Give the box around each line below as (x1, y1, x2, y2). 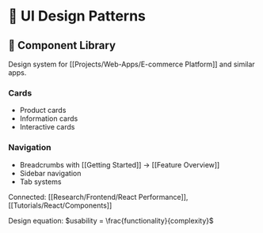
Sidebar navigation (19, 168, 82, 178)
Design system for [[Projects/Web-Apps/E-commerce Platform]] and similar (8, 59, 255, 69)
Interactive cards (19, 122, 75, 132)
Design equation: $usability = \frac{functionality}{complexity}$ (8, 216, 214, 225)
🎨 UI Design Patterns (8, 7, 147, 25)
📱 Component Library (8, 39, 116, 52)
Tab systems (19, 177, 62, 186)
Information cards (19, 114, 78, 123)
